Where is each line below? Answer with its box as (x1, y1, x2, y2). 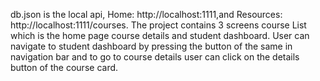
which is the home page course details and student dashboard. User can (10, 30, 310, 41)
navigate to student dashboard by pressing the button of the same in (10, 40, 293, 52)
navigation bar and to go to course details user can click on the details (10, 51, 300, 63)
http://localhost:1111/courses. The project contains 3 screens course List (10, 19, 307, 31)
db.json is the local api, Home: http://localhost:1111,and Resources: (10, 9, 283, 20)
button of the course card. (10, 62, 119, 73)
